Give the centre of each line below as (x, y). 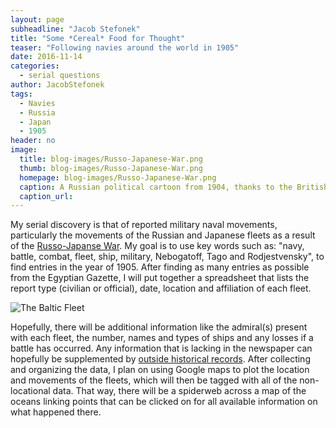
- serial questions (60, 76)
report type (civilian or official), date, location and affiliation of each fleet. (161, 288)
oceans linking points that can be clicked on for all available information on (164, 402)
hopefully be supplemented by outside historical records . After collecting (160, 359)
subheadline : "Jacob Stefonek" (75, 29)
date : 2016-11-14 (46, 57)
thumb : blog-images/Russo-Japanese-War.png (111, 168)
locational (30, 391)
